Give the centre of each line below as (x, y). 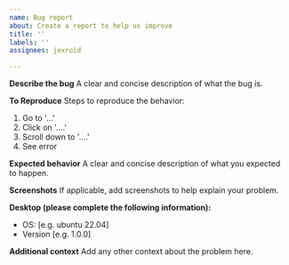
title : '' (28, 34)
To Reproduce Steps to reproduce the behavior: (97, 101)
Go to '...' (38, 118)
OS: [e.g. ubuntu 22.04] (65, 225)
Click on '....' (44, 128)
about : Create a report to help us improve (91, 26)
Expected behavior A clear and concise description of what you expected (145, 164)
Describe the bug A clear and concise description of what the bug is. (136, 84)
